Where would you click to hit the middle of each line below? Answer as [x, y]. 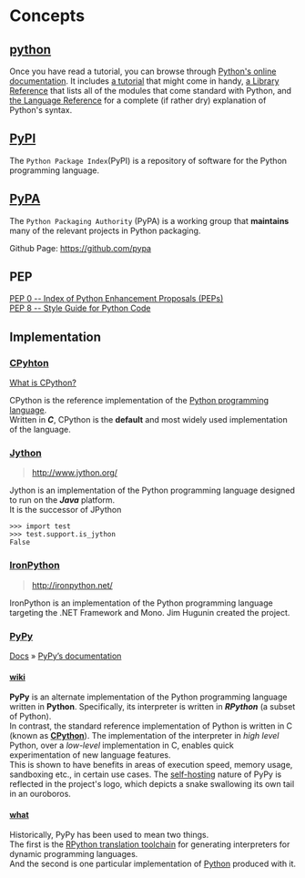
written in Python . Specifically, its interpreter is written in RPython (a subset [152, 707]
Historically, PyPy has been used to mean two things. [109, 835]
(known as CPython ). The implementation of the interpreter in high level [144, 736]
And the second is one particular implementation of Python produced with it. [153, 864]
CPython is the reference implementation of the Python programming [139, 401]
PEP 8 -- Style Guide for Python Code [80, 308]
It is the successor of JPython [66, 510]
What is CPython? [43, 383]
